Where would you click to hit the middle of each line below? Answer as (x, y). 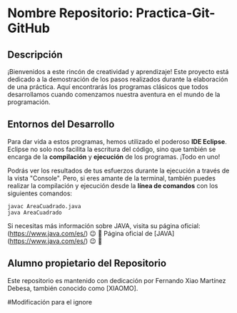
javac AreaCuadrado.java (44, 206)
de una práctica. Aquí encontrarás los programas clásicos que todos (108, 87)
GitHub (29, 28)
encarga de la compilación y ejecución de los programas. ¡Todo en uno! (114, 156)
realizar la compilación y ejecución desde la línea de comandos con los (113, 185)
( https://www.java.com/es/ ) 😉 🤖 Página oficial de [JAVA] (91, 233)
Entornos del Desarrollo (61, 124)
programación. (29, 102)
